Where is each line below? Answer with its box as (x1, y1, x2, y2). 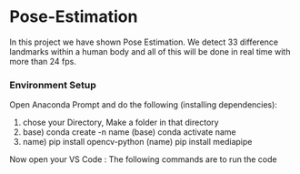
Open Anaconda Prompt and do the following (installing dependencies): (9, 99, 277, 110)
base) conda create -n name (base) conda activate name (22, 127, 236, 138)
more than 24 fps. (9, 56, 77, 67)
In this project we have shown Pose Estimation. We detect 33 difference (9, 36, 279, 47)
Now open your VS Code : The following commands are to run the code (9, 154, 277, 165)
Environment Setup (9, 78, 97, 91)
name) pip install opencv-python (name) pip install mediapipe (22, 137, 253, 148)
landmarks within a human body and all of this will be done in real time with (9, 46, 291, 56)
